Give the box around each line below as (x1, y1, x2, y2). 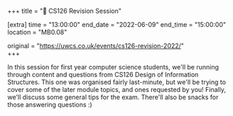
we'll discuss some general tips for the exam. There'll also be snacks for (7, 93, 219, 101)
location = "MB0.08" (7, 28, 67, 36)
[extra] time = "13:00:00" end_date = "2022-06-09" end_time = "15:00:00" (7, 21, 226, 28)
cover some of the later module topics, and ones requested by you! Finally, (7, 86, 226, 93)
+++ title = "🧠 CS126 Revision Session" (7, 7, 122, 15)
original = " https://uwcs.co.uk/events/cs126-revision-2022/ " (7, 42, 185, 50)
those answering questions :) (7, 100, 92, 109)
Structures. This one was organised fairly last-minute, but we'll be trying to (7, 78, 226, 86)
